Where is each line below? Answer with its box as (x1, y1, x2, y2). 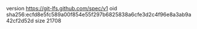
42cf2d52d (6, 17, 34, 24)
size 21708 (35, 17, 61, 24)
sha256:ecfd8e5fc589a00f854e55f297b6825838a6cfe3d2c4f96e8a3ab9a (6, 11, 192, 18)
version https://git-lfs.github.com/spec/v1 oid (6, 5, 118, 12)
